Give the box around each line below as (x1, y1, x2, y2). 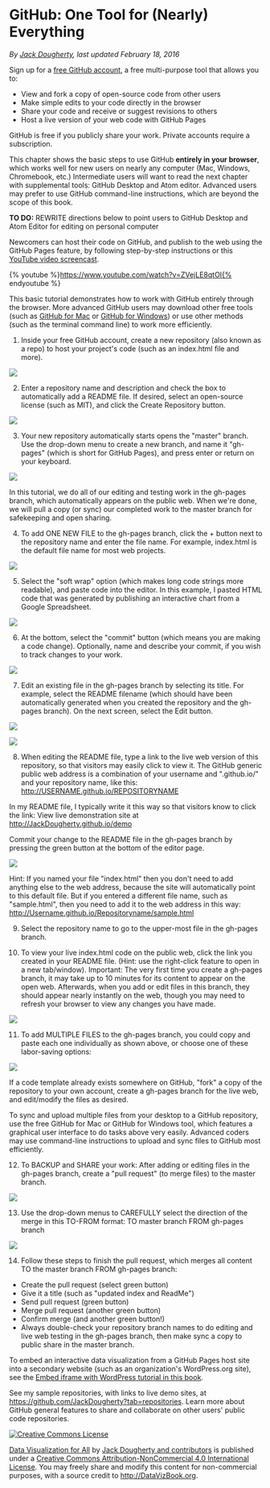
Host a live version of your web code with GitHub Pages (20, 114, 207, 124)
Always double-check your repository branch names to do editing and (20, 1322, 253, 1332)
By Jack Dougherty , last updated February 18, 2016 (9, 49, 180, 59)
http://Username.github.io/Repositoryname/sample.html (9, 907, 194, 917)
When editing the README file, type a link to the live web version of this (20, 751, 259, 762)
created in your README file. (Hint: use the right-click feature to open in (20, 956, 260, 965)
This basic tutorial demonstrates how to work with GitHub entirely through (9, 294, 254, 304)
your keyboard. (20, 457, 72, 466)
